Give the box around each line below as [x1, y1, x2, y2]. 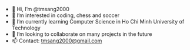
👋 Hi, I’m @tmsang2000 [11, 6, 69, 12]
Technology [11, 24, 41, 31]
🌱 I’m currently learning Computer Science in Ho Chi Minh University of [11, 18, 185, 25]
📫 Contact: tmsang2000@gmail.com [11, 37, 102, 44]
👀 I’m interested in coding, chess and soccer [11, 12, 120, 19]
